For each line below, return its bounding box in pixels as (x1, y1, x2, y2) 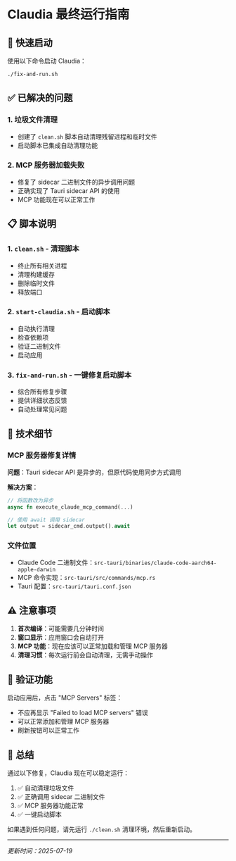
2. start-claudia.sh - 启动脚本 (7, 307, 110, 317)
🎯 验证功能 (7, 674, 53, 686)
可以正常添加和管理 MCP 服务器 (17, 717, 110, 726)
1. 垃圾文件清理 (7, 115, 58, 125)
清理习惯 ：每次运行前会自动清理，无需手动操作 (17, 651, 153, 659)
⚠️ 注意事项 (7, 605, 56, 617)
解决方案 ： (7, 483, 39, 491)
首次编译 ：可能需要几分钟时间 (17, 624, 104, 633)
